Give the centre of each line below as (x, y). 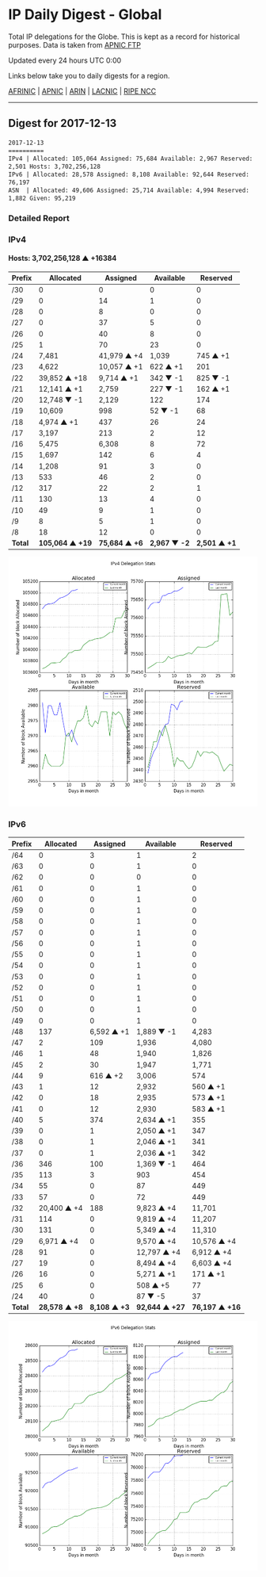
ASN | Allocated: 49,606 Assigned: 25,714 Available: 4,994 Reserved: (129, 190)
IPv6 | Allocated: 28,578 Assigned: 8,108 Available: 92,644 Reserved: (129, 174)
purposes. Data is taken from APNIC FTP (74, 44)
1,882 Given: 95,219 (42, 198)
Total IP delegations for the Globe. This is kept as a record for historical (124, 36)
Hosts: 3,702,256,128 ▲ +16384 (63, 258)
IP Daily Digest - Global (85, 15)
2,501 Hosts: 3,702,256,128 (55, 167)
